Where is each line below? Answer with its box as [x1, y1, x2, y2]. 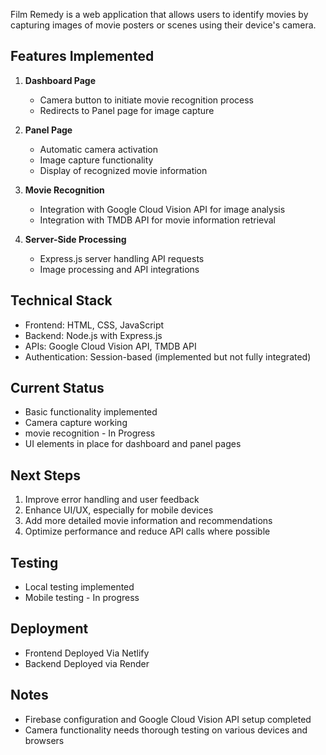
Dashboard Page [24, 74, 96, 86]
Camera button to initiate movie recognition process [39, 94, 254, 106]
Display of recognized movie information [39, 164, 208, 176]
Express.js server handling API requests [39, 252, 205, 264]
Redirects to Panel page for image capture [39, 104, 215, 116]
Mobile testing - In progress [24, 592, 140, 604]
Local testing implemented [24, 581, 135, 593]
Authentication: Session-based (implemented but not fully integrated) [24, 350, 312, 363]
